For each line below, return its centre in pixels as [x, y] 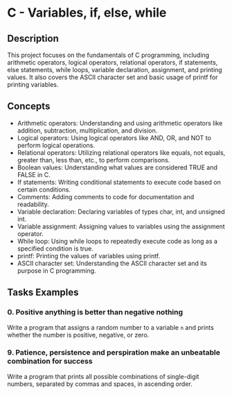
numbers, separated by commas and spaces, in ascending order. [100, 384]
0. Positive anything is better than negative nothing [95, 312]
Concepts [29, 107]
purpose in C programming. [56, 270]
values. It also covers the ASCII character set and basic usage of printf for [113, 77]
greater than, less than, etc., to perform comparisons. [93, 160]
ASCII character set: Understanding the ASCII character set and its [112, 263]
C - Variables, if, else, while [87, 13]
